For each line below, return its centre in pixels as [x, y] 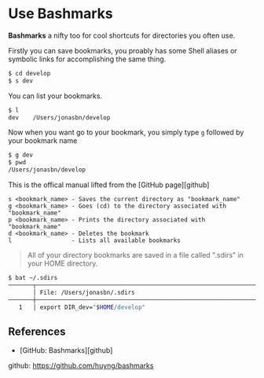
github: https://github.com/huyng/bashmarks [81, 365]
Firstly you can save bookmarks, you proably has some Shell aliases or [123, 50]
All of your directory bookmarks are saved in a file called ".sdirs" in [135, 255]
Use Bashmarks [60, 14]
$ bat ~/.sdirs [33, 278]
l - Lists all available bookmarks [94, 240]
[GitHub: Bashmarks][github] [66, 350]
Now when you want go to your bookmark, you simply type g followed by [126, 132]
